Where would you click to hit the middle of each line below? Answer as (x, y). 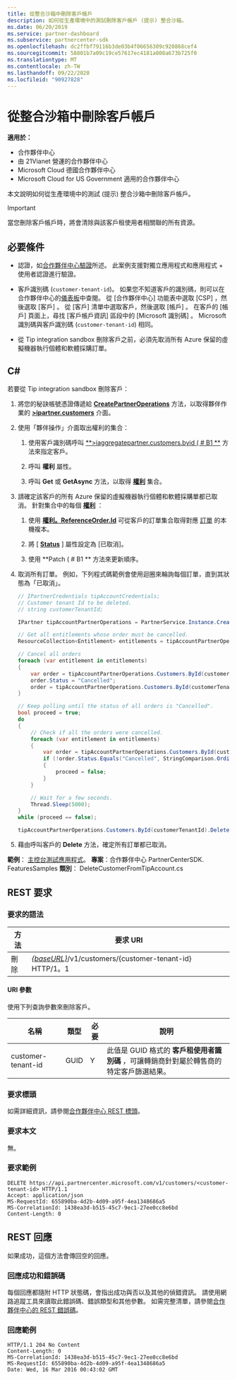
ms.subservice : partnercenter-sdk (58, 40)
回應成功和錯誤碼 (36, 1276)
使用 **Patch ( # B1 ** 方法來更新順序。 (85, 559)
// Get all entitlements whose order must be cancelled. (103, 635)
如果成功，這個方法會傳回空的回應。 (60, 1255)
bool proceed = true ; (49, 713)
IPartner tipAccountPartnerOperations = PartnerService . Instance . (117, 622)
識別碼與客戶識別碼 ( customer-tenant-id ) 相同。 (87, 325)
